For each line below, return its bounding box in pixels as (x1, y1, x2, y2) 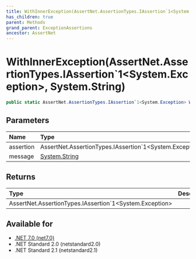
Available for (6, 219, 54, 229)
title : (6, 8, 22, 15)
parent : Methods (6, 19, 45, 25)
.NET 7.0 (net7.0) (14, 235, 55, 242)
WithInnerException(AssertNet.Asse (6, 55, 188, 69)
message (9, 152, 34, 160)
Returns (6, 172, 36, 182)
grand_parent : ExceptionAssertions (6, 24, 93, 31)
